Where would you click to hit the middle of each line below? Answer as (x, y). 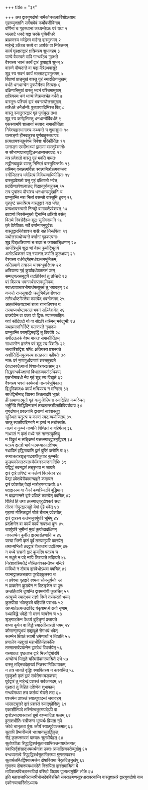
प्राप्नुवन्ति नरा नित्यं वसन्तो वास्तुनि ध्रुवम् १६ (39, 197)
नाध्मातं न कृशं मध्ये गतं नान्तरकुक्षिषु (33, 434)
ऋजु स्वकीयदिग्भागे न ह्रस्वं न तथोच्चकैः (35, 423)
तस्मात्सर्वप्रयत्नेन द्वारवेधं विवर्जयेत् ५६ (34, 648)
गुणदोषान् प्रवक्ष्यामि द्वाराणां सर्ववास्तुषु (32, 411)
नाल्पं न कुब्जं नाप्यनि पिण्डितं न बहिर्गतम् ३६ (39, 428)
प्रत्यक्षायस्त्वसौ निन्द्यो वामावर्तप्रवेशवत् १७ (36, 209)
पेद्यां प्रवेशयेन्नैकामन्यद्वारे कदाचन (29, 479)
